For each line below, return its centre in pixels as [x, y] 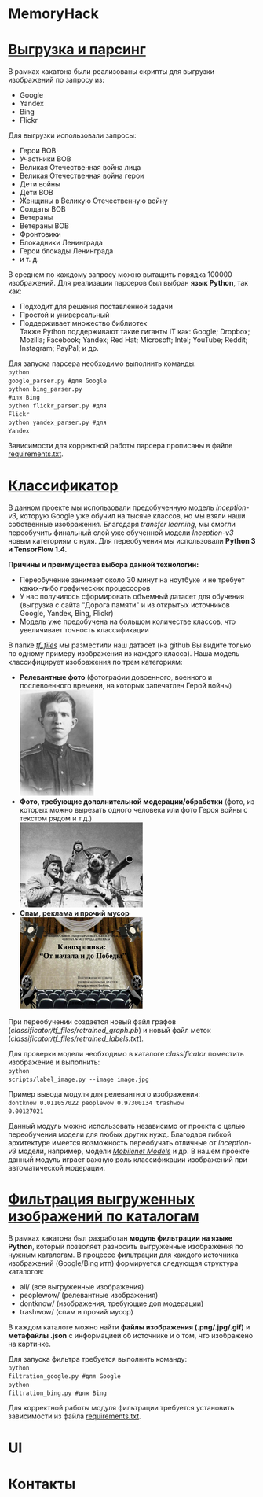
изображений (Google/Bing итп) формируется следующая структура [123, 1263]
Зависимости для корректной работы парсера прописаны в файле [121, 446]
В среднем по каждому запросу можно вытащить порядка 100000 [121, 275]
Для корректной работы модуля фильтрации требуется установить [121, 1408]
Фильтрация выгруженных [102, 1200]
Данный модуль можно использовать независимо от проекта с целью [127, 1126]
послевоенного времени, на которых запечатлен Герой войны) [126, 686]
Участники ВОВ [45, 159]
